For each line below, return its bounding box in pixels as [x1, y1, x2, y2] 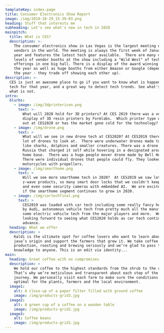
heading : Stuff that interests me [5, 21, 76, 26]
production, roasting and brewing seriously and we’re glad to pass [14, 243, 156, 248]
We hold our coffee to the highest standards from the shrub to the [14, 266, 156, 271]
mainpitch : [5, 30, 27, 35]
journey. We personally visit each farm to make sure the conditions [14, 275, 159, 280]
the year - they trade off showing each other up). [14, 71, 121, 76]
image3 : [9, 311, 25, 316]
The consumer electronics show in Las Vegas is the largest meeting [14, 43, 156, 48]
